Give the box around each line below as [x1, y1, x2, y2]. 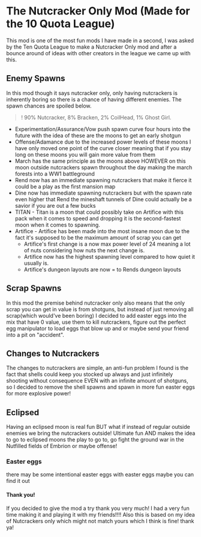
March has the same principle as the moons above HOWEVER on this [14, 157, 186, 165]
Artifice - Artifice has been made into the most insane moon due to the [14, 227, 190, 235]
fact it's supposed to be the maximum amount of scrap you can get [14, 234, 182, 241]
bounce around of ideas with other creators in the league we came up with [6, 49, 191, 56]
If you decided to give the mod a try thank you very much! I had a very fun [6, 505, 190, 512]
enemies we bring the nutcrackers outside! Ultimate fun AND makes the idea [6, 429, 196, 437]
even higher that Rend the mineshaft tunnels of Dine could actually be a [14, 195, 192, 202]
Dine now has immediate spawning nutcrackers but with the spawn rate [14, 189, 192, 196]
